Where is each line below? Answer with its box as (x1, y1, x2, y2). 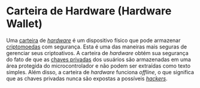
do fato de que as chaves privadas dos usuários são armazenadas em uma (6, 56, 192, 63)
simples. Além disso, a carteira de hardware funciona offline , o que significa (6, 68, 195, 75)
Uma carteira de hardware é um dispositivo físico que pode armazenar (6, 37, 181, 44)
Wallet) (6, 17, 43, 31)
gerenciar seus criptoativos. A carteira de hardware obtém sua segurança (6, 49, 189, 56)
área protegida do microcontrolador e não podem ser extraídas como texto (6, 62, 190, 69)
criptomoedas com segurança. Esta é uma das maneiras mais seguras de (6, 43, 187, 50)
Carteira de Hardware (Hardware (6, 4, 172, 18)
